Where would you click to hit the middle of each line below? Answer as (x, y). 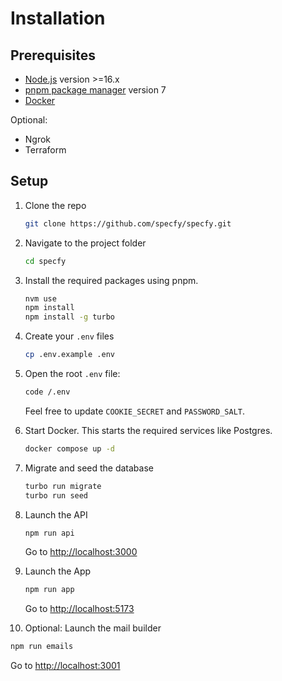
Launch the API (56, 514)
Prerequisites (53, 55)
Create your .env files (69, 336)
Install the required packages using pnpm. (111, 280)
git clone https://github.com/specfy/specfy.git (128, 223)
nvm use (40, 298)
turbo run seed (56, 495)
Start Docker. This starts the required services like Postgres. (148, 430)
